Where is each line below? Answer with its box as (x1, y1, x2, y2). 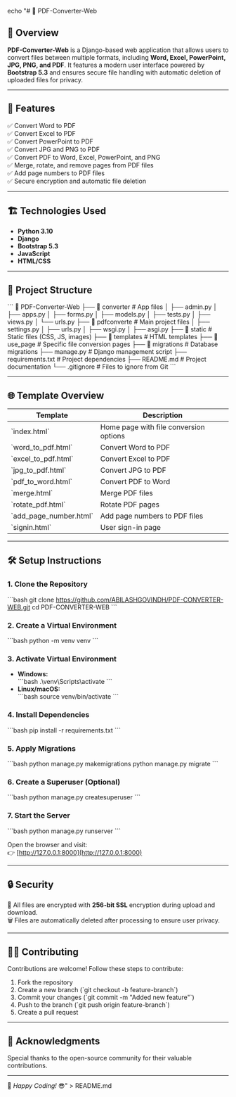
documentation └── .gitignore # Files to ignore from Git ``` (7, 362, 176, 371)
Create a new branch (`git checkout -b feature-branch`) (17, 986, 178, 994)
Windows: (17, 670, 48, 678)
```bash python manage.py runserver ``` (7, 827, 122, 835)
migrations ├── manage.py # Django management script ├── (7, 348, 188, 356)
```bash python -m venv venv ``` (7, 637, 99, 645)
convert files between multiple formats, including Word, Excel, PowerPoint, (7, 53, 226, 61)
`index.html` (11, 426, 51, 436)
